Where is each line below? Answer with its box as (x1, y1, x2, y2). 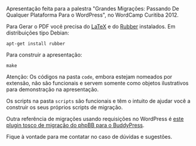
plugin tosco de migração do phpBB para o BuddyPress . (6, 122, 145, 129)
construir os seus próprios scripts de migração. (6, 104, 123, 111)
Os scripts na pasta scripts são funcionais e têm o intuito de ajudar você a (6, 98, 191, 104)
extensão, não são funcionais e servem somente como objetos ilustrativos (6, 80, 189, 86)
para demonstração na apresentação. (6, 86, 99, 93)
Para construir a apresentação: (6, 51, 82, 58)
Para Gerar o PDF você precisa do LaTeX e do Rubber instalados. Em (6, 23, 176, 30)
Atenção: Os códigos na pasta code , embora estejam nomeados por (6, 73, 173, 80)
